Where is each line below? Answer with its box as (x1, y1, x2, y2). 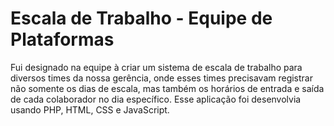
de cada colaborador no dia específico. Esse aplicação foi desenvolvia (10, 93, 302, 105)
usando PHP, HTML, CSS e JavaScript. (10, 103, 170, 116)
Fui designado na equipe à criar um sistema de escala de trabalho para (10, 61, 303, 73)
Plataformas (10, 28, 115, 51)
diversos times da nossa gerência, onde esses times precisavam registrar (10, 72, 313, 84)
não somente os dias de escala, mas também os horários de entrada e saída (10, 82, 325, 94)
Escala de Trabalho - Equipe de (10, 7, 273, 30)
